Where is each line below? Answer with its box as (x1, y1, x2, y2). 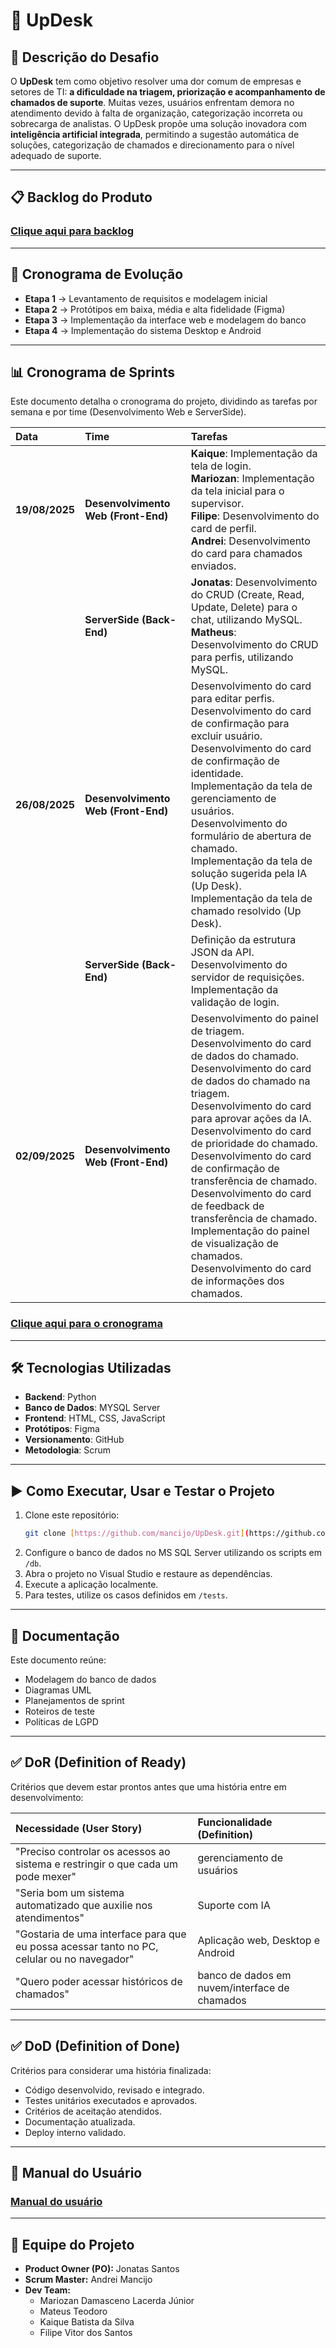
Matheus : (190, 625, 237, 639)
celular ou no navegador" (15, 1952, 135, 1966)
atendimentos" (15, 1910, 85, 1924)
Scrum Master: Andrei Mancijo (24, 2274, 153, 2286)
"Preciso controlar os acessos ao (15, 1844, 171, 1858)
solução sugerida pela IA (190, 867, 308, 881)
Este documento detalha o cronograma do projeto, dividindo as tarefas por (10, 395, 318, 408)
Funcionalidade (197, 1815, 273, 1829)
